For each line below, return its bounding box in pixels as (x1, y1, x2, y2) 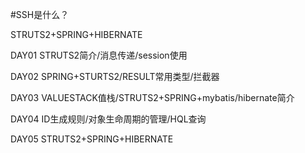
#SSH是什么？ (10, 9, 70, 20)
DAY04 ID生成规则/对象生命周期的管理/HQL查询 (10, 113, 207, 125)
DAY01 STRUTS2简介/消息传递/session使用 (10, 49, 188, 61)
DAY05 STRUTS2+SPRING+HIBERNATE (10, 133, 174, 145)
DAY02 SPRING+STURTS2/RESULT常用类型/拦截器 (10, 71, 220, 82)
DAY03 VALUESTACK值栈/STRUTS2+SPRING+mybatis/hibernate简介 (10, 92, 295, 103)
